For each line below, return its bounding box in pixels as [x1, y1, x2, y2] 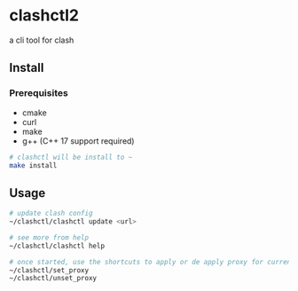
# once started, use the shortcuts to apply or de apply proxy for [9, 257, 264, 266]
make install [9, 161, 58, 169]
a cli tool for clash [9, 35, 74, 45]
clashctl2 [9, 5, 80, 26]
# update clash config [9, 209, 93, 218]
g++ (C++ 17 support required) [21, 135, 135, 146]
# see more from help [9, 232, 90, 242]
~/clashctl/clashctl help [9, 241, 105, 250]
